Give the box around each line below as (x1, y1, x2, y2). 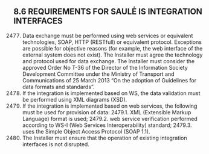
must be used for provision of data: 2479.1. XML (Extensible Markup (22, 108, 191, 115)
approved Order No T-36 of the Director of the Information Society (22, 64, 188, 71)
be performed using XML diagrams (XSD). (22, 96, 127, 103)
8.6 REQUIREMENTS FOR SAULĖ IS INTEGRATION (13, 7, 202, 17)
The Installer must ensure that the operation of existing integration (22, 134, 187, 141)
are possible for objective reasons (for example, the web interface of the (22, 45, 203, 52)
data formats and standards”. (22, 83, 95, 90)
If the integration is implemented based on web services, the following (22, 102, 198, 109)
